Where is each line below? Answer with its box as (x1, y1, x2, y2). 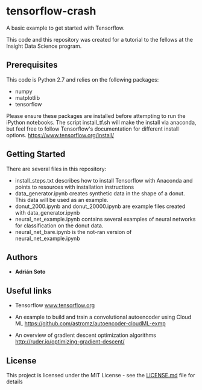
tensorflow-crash (6, 4, 96, 18)
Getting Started (6, 149, 66, 160)
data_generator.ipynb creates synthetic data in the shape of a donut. (14, 189, 185, 197)
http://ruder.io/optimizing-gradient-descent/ (14, 338, 125, 345)
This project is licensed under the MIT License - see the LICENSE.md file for (6, 372, 195, 379)
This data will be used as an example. (14, 196, 109, 203)
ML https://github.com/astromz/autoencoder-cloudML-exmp (14, 320, 166, 327)
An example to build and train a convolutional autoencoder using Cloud (14, 313, 192, 321)
